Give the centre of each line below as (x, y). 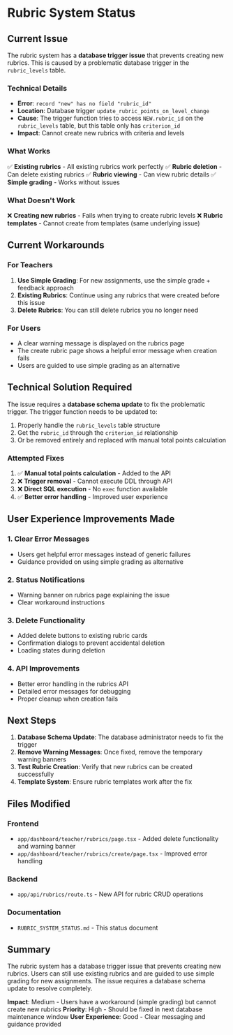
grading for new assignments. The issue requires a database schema (106, 981)
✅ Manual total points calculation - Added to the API (94, 473)
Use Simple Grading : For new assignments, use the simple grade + (114, 280)
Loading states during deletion (61, 650)
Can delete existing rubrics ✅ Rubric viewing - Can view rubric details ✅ (112, 174)
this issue (31, 302)
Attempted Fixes (36, 458)
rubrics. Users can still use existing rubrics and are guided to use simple (111, 974)
